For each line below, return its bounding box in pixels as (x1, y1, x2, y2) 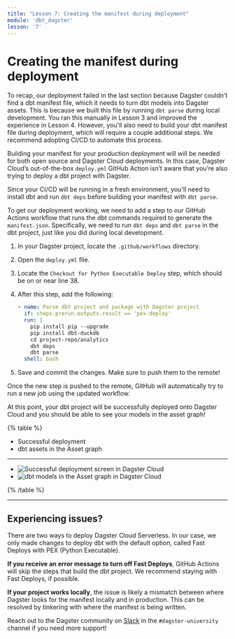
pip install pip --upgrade (30, 323, 109, 330)
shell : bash (24, 356, 59, 363)
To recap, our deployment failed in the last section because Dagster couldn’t (7, 92, 228, 100)
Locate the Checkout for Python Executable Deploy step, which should (17, 269, 222, 278)
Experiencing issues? (7, 512, 104, 524)
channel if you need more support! (7, 624, 107, 632)
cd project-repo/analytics (30, 336, 109, 343)
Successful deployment (17, 438, 86, 446)
